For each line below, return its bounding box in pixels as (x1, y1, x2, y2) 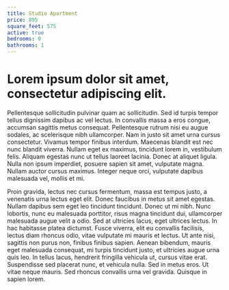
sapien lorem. (7, 275, 46, 283)
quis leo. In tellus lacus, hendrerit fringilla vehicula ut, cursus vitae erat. (7, 253, 207, 261)
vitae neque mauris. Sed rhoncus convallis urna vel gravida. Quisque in (7, 267, 207, 276)
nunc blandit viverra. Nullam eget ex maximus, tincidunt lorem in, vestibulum (7, 145, 222, 153)
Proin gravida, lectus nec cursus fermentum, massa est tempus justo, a (7, 187, 207, 195)
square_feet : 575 (7, 23, 57, 29)
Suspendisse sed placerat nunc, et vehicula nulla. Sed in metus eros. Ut (7, 260, 209, 268)
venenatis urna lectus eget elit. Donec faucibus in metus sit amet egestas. (7, 195, 215, 203)
